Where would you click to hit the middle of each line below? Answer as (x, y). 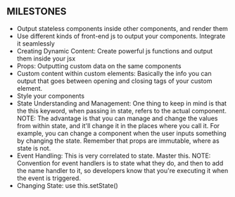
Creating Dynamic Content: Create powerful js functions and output (115, 51)
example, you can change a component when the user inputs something (121, 133)
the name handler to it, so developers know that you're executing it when (122, 170)
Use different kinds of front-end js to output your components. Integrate (121, 36)
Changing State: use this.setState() (68, 185)
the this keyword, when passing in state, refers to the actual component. (121, 110)
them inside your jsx (46, 58)
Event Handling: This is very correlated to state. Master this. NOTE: (114, 155)
